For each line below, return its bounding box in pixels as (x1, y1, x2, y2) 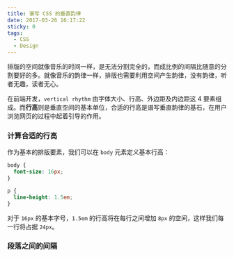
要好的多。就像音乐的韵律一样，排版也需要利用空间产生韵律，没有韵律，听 (13, 71, 227, 79)
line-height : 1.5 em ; (13, 194, 73, 201)
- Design (13, 42, 39, 49)
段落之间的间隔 (7, 241, 58, 251)
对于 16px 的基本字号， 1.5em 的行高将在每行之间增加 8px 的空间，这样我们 (7, 213, 218, 222)
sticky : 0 (7, 23, 36, 30)
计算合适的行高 (7, 131, 58, 140)
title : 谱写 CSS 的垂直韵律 (7, 10, 81, 17)
